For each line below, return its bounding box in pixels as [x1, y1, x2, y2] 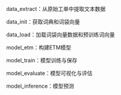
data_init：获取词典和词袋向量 [6, 18, 80, 25]
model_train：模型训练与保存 [6, 57, 78, 64]
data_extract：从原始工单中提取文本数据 [6, 5, 106, 12]
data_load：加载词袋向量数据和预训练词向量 [6, 31, 116, 38]
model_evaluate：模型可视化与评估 [6, 70, 93, 77]
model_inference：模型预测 [6, 82, 74, 90]
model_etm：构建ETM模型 [6, 44, 72, 51]
